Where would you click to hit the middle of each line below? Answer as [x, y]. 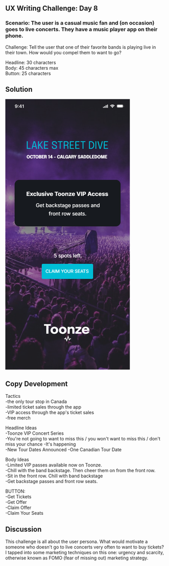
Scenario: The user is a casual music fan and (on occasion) [80, 23]
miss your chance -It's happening [41, 444]
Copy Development [37, 384]
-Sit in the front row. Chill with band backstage [54, 476]
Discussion [23, 529]
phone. [14, 36]
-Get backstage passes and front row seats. [52, 481]
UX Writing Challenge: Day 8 [52, 8]
